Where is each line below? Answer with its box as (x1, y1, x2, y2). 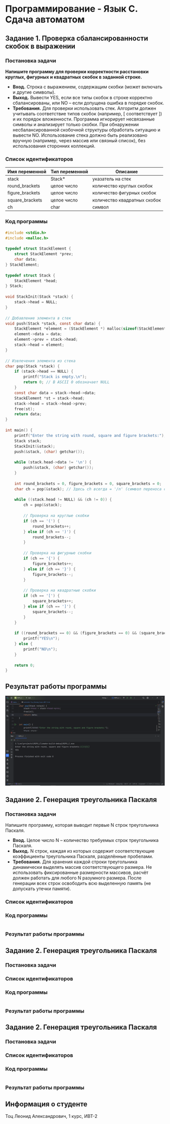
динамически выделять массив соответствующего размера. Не (12, 864, 152, 870)
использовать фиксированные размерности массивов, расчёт (12, 869, 149, 876)
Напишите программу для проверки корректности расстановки (5, 68, 149, 74)
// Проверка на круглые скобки (23, 513, 90, 518)
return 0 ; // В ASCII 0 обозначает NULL (23, 380, 110, 385)
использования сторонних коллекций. (12, 143, 96, 149)
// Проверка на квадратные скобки (23, 588, 96, 593)
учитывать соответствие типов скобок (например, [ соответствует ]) (12, 110, 162, 116)
